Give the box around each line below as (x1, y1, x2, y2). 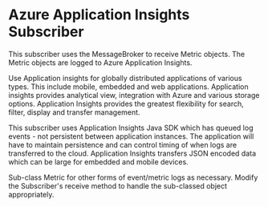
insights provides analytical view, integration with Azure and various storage (8, 90, 260, 99)
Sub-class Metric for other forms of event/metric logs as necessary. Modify (8, 172, 258, 182)
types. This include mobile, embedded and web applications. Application (8, 82, 249, 91)
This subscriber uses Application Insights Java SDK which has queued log (8, 123, 254, 132)
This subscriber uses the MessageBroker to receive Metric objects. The (8, 49, 246, 59)
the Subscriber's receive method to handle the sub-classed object (8, 181, 227, 190)
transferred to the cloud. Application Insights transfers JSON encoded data (8, 148, 257, 158)
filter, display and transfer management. (8, 107, 140, 117)
